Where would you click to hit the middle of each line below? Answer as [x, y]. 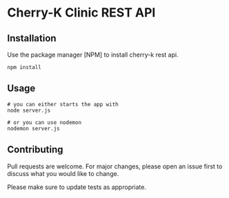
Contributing [35, 150]
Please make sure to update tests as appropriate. [77, 187]
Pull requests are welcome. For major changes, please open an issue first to [115, 166]
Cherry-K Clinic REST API [81, 13]
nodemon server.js [33, 128]
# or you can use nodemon [44, 122]
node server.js [29, 110]
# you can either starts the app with [63, 104]
